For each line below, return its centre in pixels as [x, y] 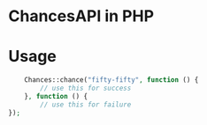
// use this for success [86, 88]
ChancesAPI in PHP [81, 16]
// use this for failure [86, 104]
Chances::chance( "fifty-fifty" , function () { [111, 80]
